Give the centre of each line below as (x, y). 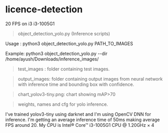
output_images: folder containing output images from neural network (90, 79)
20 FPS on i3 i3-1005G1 (30, 24)
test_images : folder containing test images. (64, 69)
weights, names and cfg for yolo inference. (63, 104)
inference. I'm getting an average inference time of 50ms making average (82, 120)
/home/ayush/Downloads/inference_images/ (52, 59)
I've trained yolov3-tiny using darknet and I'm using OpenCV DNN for (78, 114)
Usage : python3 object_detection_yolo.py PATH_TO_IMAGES (69, 43)
